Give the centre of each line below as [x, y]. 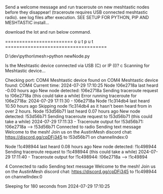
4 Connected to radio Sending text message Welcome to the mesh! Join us [81, 166]
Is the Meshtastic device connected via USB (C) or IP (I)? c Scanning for [77, 66]
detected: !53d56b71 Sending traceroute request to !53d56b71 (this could [79, 116]
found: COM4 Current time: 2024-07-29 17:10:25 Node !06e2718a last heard [82, 85]
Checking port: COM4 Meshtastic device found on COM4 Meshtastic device [82, 80]
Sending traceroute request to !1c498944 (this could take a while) [71, 152]
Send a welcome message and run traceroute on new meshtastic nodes [77, 7]
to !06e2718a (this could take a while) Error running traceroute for [71, 96]
